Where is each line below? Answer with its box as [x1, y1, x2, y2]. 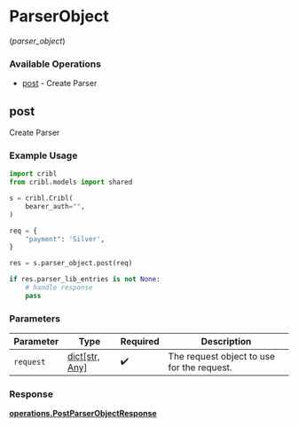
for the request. [168, 361, 232, 374]
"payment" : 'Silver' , [25, 234, 105, 243]
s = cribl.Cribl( [9, 194, 74, 203]
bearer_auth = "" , [25, 202, 86, 210]
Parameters [9, 312, 60, 325]
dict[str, [67, 351, 100, 363]
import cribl [9, 170, 58, 178]
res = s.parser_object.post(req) [9, 259, 133, 268]
